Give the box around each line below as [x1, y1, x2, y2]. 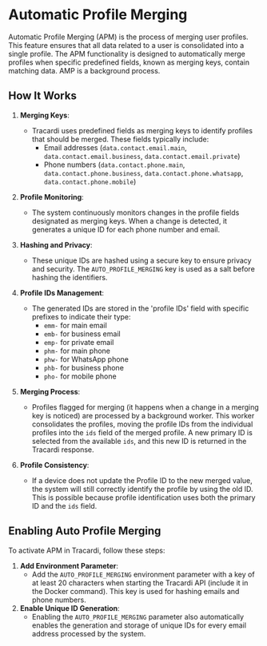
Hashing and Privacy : [19, 240, 94, 249]
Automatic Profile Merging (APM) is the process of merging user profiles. [8, 32, 249, 42]
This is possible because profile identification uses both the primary [31, 493, 256, 502]
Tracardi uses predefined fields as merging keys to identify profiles [31, 125, 253, 135]
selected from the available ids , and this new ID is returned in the [31, 436, 247, 446]
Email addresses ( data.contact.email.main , [43, 142, 187, 153]
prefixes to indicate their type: [31, 311, 131, 321]
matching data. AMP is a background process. [8, 65, 161, 75]
